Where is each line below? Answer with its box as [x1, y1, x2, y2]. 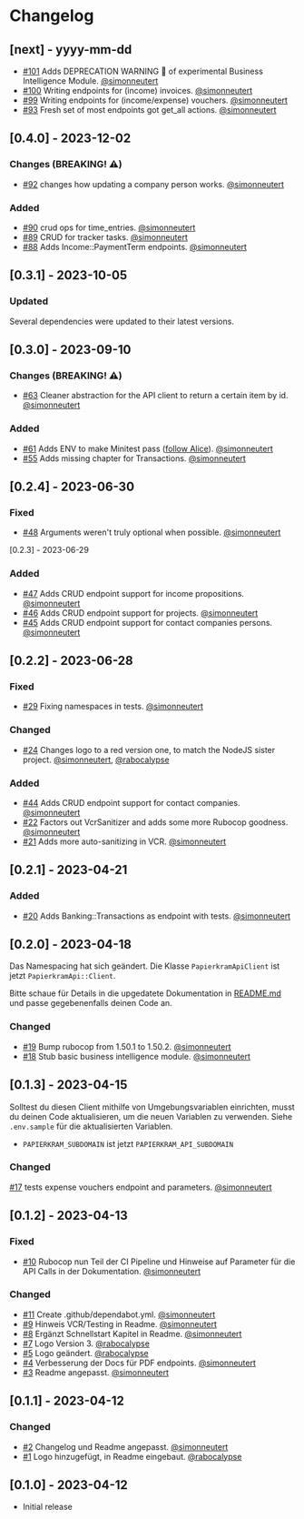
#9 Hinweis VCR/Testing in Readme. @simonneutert [22, 1318, 218, 1329]
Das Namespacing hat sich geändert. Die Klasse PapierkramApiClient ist [9, 961, 280, 971]
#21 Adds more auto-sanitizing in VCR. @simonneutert [22, 836, 227, 847]
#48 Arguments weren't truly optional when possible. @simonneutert [22, 527, 281, 538]
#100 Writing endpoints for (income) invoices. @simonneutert [22, 86, 253, 96]
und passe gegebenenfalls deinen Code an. [9, 998, 172, 1009]
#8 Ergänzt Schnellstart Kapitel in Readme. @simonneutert [22, 1328, 242, 1339]
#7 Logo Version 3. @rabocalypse [22, 1338, 150, 1349]
